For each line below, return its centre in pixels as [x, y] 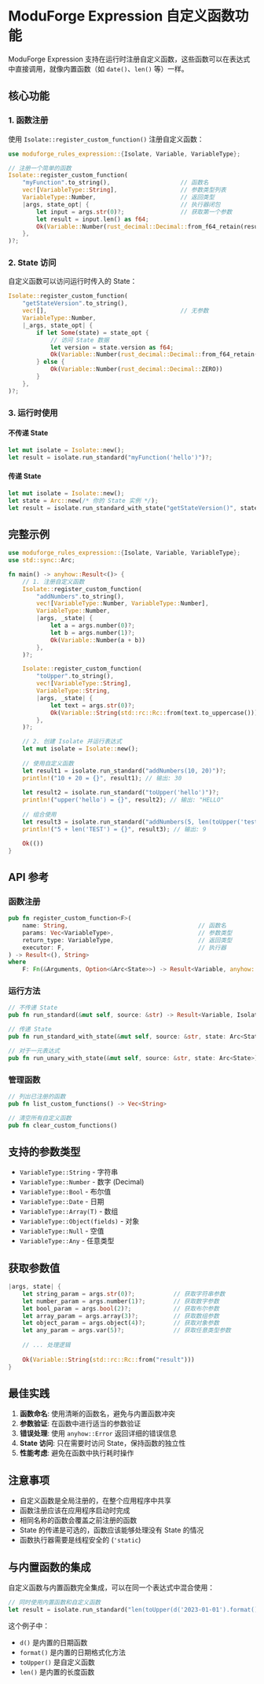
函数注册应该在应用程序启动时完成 [75, 1510]
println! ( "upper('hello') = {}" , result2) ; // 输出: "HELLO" [123, 800]
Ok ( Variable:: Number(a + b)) [98, 640]
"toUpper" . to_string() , [75, 677]
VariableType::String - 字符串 [69, 1172]
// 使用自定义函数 [48, 763]
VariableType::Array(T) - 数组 [69, 1212]
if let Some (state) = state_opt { [93, 332]
